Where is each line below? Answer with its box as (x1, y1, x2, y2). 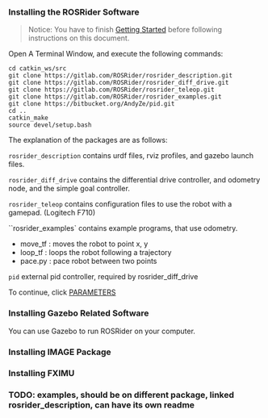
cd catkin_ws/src (8, 65, 67, 73)
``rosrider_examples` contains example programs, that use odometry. (8, 224, 238, 233)
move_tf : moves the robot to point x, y (19, 239, 149, 249)
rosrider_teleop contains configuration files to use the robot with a (8, 199, 232, 209)
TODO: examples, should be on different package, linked (8, 390, 235, 401)
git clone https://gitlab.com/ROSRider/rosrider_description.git (8, 72, 232, 80)
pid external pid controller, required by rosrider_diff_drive (8, 272, 199, 282)
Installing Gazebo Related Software (8, 307, 149, 319)
